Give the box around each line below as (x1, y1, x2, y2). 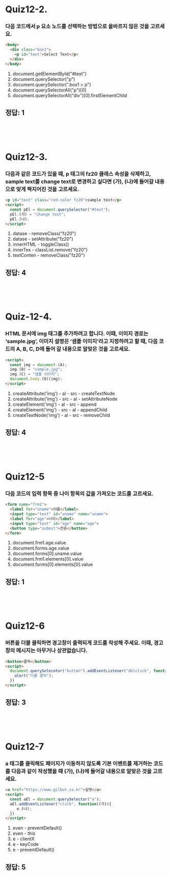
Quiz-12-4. (5, 311, 52, 322)
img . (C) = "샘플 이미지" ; (10, 372, 60, 377)
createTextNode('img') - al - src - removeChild (12, 412, 110, 418)
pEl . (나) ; (10, 216, 30, 222)
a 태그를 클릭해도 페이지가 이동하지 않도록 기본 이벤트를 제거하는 (5, 760, 153, 767)
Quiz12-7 (5, 741, 44, 752)
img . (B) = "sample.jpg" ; (10, 367, 63, 372)
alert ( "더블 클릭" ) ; (14, 673, 54, 678)
